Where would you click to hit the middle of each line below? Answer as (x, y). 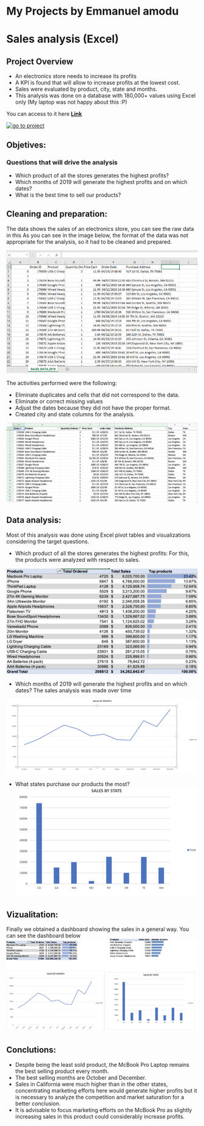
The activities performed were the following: (62, 383)
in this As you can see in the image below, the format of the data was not (97, 235)
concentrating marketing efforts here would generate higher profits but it (106, 1090)
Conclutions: (31, 1050)
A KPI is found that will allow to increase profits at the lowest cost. (97, 83)
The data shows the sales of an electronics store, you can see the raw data (100, 228)
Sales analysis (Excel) (63, 39)
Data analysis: (34, 520)
